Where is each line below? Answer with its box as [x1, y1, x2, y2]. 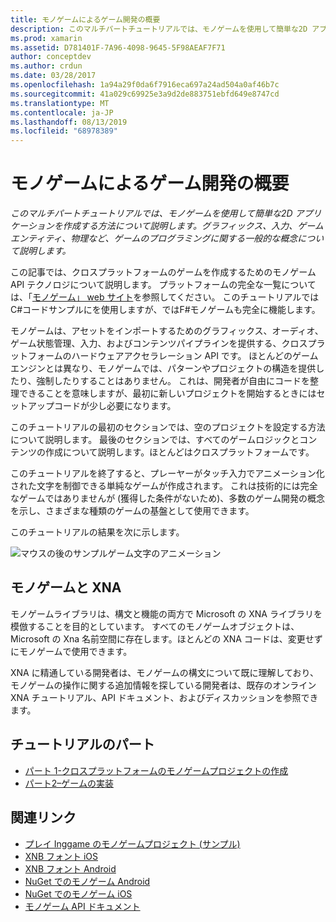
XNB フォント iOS [24, 850, 99, 862]
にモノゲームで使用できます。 [10, 645, 133, 657]
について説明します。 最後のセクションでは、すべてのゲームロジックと [10, 434, 300, 446]
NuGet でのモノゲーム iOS [24, 887, 133, 900]
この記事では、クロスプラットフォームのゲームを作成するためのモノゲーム [10, 266, 317, 278]
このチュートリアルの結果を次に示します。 [10, 526, 185, 538]
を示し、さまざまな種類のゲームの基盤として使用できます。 [10, 505, 255, 517]
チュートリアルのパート [10, 736, 155, 753]
